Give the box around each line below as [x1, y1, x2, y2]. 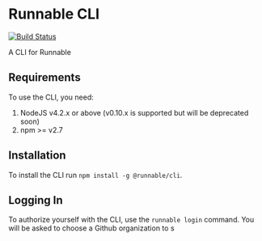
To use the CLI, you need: [8, 92, 95, 102]
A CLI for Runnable [8, 47, 71, 57]
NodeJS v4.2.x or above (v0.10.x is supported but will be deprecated [19, 108, 249, 117]
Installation [8, 149, 66, 163]
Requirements [8, 70, 81, 85]
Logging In [8, 193, 63, 207]
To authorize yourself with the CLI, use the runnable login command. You [8, 215, 255, 225]
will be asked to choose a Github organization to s [8, 223, 175, 233]
